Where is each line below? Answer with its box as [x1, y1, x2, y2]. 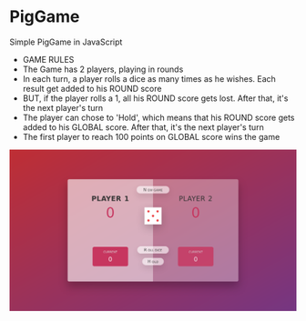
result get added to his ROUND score [22, 83, 162, 94]
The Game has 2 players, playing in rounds [22, 64, 184, 75]
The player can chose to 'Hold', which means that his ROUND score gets [22, 112, 295, 123]
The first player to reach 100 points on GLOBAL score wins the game [22, 131, 280, 142]
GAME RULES [22, 54, 75, 65]
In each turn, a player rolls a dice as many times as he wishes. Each [22, 73, 276, 84]
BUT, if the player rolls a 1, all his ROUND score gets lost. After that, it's [22, 93, 289, 104]
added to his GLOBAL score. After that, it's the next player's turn [22, 121, 264, 133]
